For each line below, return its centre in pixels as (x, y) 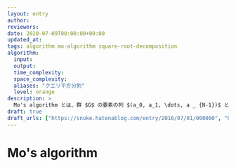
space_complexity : (41, 79)
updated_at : (25, 40)
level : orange (34, 92)
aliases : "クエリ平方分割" (50, 86)
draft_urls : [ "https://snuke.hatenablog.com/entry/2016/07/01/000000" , (114, 118)
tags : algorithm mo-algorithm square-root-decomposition (92, 46)
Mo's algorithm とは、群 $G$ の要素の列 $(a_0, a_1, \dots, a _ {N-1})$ (117, 105)
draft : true (25, 112)
